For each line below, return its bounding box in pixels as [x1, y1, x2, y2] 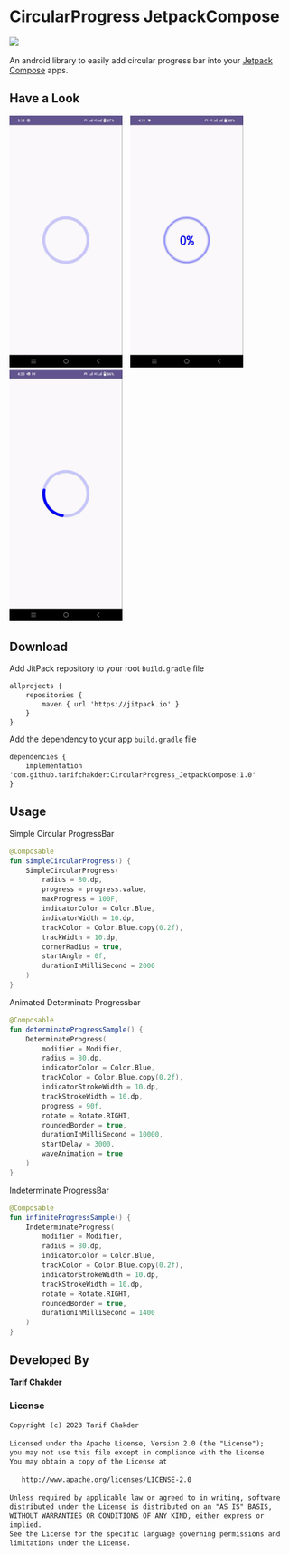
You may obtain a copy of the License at [9, 1457, 168, 1466]
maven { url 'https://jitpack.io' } [42, 699, 180, 708]
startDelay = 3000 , [42, 1139, 116, 1149]
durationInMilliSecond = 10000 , [42, 1130, 164, 1139]
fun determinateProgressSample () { [9, 1025, 144, 1034]
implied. [9, 1521, 42, 1530]
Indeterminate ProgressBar [9, 1185, 110, 1195]
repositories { [25, 690, 83, 699]
